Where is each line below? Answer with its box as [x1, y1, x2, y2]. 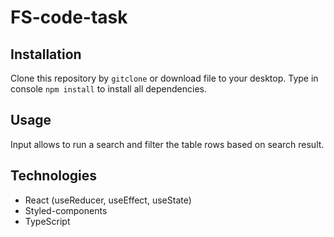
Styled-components [24, 204, 108, 216]
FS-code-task [10, 6, 128, 29]
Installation [10, 46, 82, 63]
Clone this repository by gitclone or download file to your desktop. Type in [10, 72, 319, 84]
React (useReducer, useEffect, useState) [24, 194, 192, 206]
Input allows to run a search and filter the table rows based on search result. [10, 138, 325, 150]
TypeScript [24, 215, 71, 227]
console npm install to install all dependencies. [10, 83, 207, 95]
